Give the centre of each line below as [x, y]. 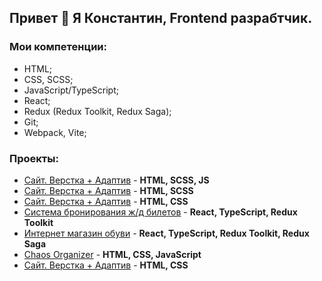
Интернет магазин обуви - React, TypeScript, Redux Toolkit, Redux [166, 233]
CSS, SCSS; [48, 79]
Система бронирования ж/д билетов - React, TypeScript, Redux [160, 212]
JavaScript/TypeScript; [71, 90]
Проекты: [34, 158]
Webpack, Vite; [55, 132]
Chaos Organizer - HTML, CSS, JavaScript [112, 254]
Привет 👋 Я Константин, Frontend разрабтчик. [161, 18]
